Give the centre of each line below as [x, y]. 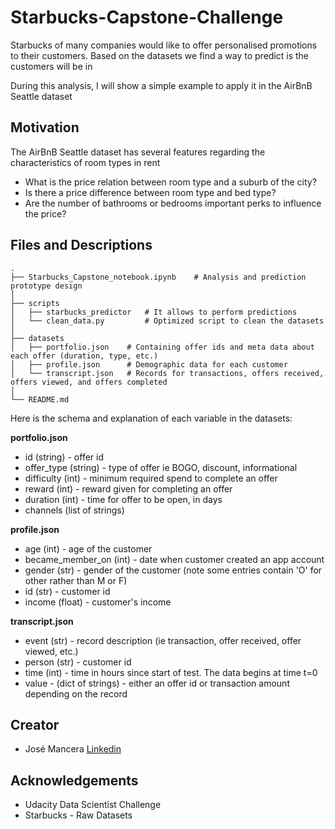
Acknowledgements [74, 780]
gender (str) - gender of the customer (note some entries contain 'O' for [173, 570]
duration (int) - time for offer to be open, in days [123, 499]
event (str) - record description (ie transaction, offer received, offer [163, 640]
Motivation [45, 127]
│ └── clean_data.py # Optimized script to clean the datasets [167, 321]
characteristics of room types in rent [85, 162]
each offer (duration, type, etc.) [84, 356]
